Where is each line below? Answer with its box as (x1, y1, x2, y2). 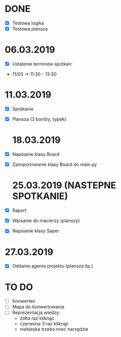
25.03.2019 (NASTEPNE (12, 180, 116, 191)
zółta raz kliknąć (19, 315, 55, 322)
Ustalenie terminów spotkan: (12, 61, 72, 67)
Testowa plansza (12, 26, 48, 32)
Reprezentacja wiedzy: (12, 309, 61, 316)
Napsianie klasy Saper (12, 228, 60, 234)
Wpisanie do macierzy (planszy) (12, 218, 80, 224)
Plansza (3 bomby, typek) (12, 116, 66, 123)
